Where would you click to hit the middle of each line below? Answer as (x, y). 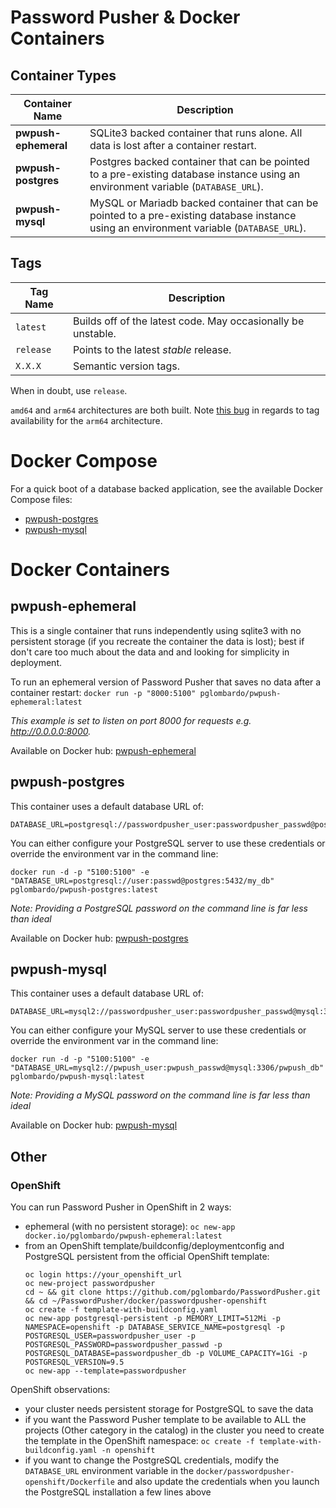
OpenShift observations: (60, 1390)
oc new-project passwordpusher (90, 1284)
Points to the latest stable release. (152, 349)
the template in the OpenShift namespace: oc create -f (139, 1441)
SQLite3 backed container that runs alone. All (196, 133)
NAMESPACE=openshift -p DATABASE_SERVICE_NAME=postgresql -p (155, 1327)
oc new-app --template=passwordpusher (105, 1371)
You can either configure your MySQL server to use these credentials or (158, 1030)
